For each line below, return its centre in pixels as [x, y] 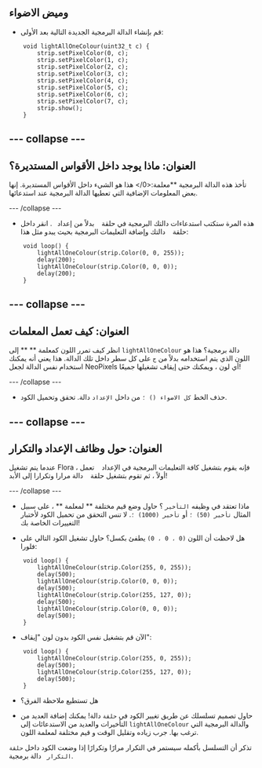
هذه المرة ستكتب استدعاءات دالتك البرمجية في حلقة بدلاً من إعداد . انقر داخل [137, 224]
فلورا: [29, 547]
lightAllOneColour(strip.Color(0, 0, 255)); [111, 253]
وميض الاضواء [39, 13]
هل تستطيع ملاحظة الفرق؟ [59, 700]
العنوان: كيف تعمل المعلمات [69, 331]
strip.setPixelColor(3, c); [83, 74]
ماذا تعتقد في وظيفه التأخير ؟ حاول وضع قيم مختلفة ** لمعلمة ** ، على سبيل [135, 507]
